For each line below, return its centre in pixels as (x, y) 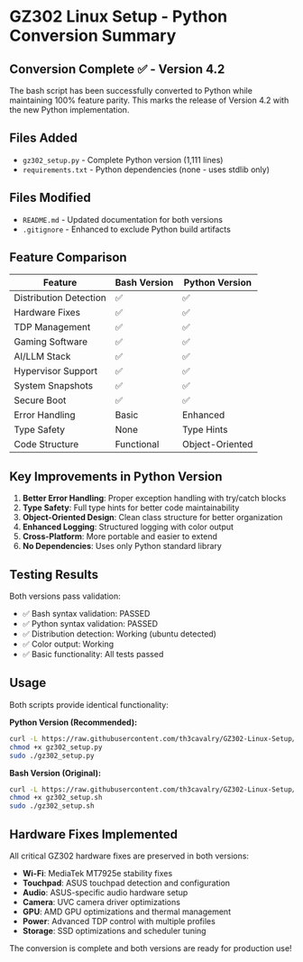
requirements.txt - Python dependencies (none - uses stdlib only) (146, 169)
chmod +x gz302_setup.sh (56, 798)
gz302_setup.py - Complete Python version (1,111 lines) (123, 160)
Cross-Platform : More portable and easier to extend (120, 536)
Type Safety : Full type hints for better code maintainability (131, 508)
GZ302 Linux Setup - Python (119, 17)
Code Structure (46, 444)
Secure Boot (40, 400)
